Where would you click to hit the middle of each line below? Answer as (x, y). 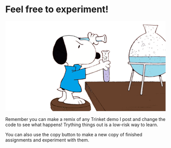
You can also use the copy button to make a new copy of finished (74, 135)
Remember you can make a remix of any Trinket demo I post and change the (85, 119)
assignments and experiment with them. (47, 140)
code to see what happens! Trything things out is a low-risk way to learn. (82, 125)
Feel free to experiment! (57, 9)
